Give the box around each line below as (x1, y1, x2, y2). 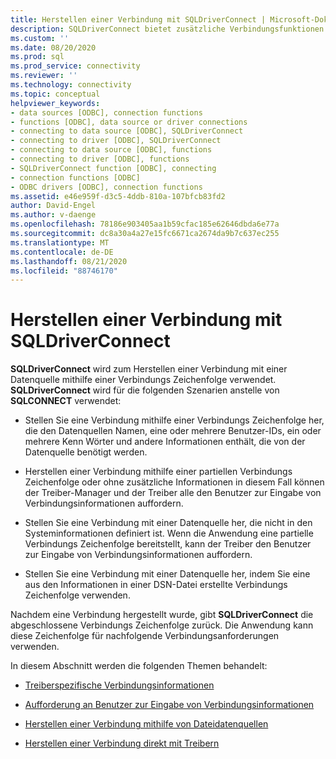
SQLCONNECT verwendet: (10, 395, 122, 407)
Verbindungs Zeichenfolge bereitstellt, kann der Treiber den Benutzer (24, 538, 312, 550)
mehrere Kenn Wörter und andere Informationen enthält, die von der (24, 436, 306, 448)
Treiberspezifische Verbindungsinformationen (24, 679, 215, 691)
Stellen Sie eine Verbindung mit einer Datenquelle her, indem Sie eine (24, 568, 311, 580)
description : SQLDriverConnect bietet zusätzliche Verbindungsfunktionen (10, 24, 325, 34)
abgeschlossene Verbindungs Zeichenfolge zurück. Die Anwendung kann (10, 619, 314, 631)
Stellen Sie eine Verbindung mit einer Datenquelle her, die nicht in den (24, 517, 313, 529)
